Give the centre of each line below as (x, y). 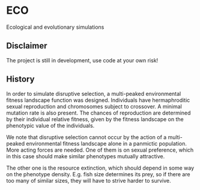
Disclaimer (27, 46)
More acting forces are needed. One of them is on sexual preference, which (100, 150)
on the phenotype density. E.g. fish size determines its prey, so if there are (98, 174)
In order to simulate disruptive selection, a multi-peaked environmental (94, 94)
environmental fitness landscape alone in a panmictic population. (107, 143)
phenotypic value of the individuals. (50, 125)
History (20, 79)
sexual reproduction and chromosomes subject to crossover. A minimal (94, 106)
